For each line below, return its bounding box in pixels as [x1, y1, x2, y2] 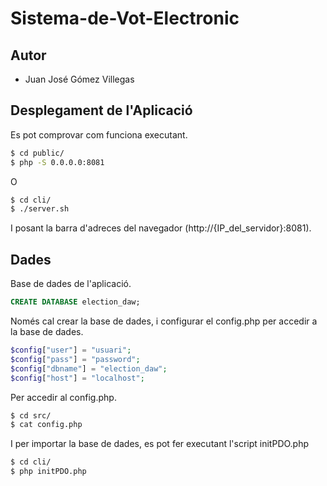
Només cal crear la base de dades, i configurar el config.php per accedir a [10, 315, 318, 327]
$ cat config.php [10, 420, 83, 430]
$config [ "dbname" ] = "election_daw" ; [10, 363, 168, 374]
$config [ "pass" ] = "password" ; [10, 354, 141, 364]
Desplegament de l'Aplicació [10, 102, 193, 119]
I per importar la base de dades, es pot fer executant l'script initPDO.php [10, 438, 310, 450]
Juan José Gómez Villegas [24, 73, 135, 85]
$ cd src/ [10, 410, 52, 421]
